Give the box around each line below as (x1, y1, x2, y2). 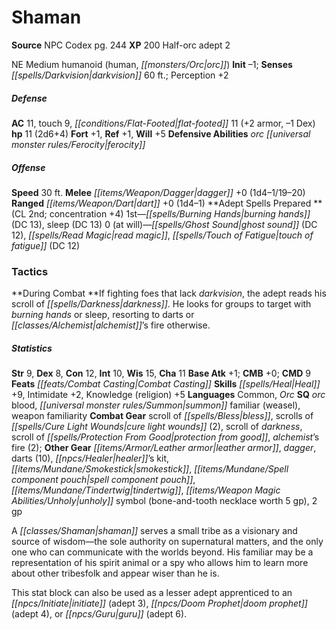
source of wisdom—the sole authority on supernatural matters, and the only (11, 536, 324, 548)
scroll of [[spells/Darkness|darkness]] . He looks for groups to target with (11, 298, 312, 310)
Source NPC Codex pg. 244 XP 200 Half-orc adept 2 (11, 39, 231, 51)
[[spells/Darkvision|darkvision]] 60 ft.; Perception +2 (11, 69, 229, 81)
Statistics (11, 342, 53, 354)
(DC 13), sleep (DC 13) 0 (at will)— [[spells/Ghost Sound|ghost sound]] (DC (11, 218, 318, 230)
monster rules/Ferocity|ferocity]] (11, 138, 146, 150)
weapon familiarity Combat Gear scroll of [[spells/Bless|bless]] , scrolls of (11, 410, 314, 422)
